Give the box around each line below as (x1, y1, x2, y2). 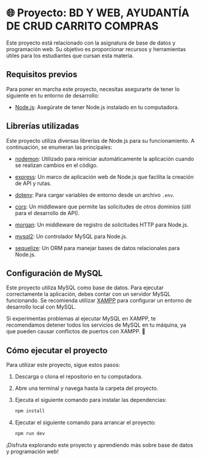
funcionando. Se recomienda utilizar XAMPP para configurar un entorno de (6, 297, 192, 304)
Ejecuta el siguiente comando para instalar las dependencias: (14, 397, 167, 404)
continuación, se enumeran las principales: (6, 143, 113, 151)
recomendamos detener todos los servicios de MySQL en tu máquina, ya (6, 321, 187, 328)
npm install (14, 408, 45, 414)
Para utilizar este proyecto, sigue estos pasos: (6, 362, 121, 369)
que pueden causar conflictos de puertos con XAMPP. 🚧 (6, 328, 146, 335)
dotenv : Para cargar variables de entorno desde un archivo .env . (14, 191, 175, 198)
